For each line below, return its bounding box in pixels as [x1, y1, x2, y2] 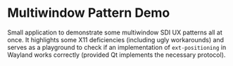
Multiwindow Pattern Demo [7, 5, 170, 21]
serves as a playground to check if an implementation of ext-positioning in [7, 43, 227, 51]
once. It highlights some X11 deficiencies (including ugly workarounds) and [7, 35, 224, 44]
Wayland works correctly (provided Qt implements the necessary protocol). [7, 51, 226, 59]
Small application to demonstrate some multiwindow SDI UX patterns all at [7, 28, 223, 37]
